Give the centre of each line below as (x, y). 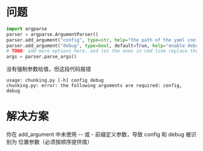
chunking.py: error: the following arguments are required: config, (94, 86)
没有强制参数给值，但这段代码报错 (49, 69)
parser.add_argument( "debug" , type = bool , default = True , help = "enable (96, 46)
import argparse (27, 29)
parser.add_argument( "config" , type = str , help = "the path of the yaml (96, 40)
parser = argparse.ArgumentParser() (52, 34)
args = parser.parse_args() (42, 57)
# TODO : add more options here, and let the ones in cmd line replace (97, 51)
